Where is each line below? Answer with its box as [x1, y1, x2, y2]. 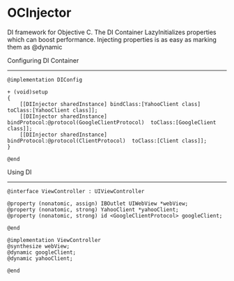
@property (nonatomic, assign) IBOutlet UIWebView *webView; [7, 200, 189, 207]
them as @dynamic [7, 43, 63, 51]
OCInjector [7, 5, 72, 21]
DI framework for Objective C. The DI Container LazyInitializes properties [7, 28, 217, 36]
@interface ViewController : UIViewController [7, 188, 145, 195]
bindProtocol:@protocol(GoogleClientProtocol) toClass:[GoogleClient [7, 119, 217, 126]
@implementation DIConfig [7, 76, 82, 83]
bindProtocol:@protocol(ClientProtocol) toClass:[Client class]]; [7, 137, 208, 144]
